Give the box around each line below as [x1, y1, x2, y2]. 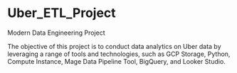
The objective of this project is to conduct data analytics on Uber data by [7, 42, 221, 50]
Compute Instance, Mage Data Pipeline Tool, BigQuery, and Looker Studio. [7, 57, 226, 65]
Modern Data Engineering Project [7, 28, 105, 37]
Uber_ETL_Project [7, 5, 116, 21]
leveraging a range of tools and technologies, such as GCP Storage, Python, [7, 50, 231, 58]
